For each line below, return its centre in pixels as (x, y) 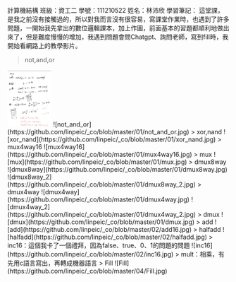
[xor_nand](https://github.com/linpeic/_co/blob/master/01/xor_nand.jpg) (112, 139)
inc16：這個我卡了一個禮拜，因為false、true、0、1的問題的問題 (99, 245)
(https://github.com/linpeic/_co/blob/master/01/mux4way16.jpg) (100, 155)
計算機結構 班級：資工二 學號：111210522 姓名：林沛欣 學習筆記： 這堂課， (116, 10)
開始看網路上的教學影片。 (44, 46)
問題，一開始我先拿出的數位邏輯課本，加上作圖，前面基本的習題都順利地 (112, 28)
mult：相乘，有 (203, 254)
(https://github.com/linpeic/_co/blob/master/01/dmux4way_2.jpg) (101, 215)
